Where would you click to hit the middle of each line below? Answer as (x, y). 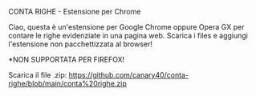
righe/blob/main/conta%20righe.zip (67, 84)
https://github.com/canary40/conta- (129, 75)
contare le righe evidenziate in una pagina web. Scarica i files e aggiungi (128, 36)
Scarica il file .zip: (38, 75)
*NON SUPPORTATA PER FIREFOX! (67, 60)
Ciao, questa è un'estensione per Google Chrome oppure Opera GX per (126, 27)
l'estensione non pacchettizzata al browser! (80, 44)
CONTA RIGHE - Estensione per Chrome (75, 12)
